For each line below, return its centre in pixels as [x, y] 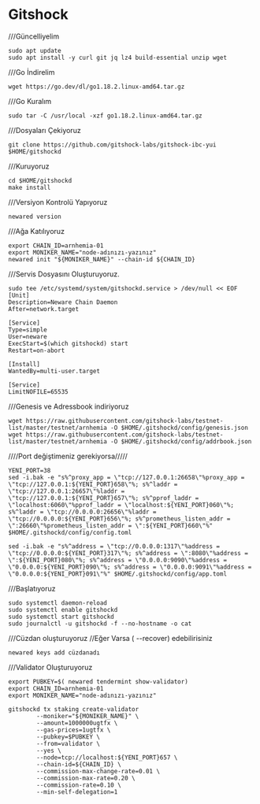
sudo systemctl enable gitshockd [63, 609]
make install [30, 187]
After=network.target [44, 309]
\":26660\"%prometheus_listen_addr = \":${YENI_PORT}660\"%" [111, 525]
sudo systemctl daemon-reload [58, 603]
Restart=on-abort [37, 350]
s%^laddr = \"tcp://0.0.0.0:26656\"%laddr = [82, 512]
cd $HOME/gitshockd [40, 180]
